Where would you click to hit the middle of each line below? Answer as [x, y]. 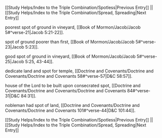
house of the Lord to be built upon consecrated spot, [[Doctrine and [73, 86]
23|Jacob [15, 47]
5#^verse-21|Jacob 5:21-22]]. [34, 32]
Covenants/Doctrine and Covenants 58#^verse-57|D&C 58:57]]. [69, 76]
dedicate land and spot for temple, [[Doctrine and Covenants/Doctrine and [79, 71]
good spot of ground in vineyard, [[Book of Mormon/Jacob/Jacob [70, 56]
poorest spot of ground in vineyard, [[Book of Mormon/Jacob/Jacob [73, 27]
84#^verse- [139, 91]
